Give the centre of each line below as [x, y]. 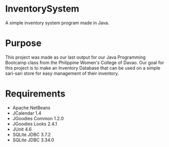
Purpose [23, 43]
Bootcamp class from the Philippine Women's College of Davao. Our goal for [85, 62]
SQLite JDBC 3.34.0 [33, 140]
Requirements [35, 94]
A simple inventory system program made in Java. [57, 23]
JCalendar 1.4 [27, 113]
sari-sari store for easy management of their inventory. [62, 73]
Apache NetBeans [31, 108]
